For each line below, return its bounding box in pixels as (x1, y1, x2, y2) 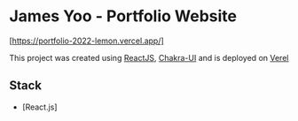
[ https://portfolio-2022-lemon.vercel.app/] (9, 35, 164, 46)
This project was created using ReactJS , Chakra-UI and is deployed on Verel (9, 52, 289, 63)
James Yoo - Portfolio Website (9, 6, 238, 26)
